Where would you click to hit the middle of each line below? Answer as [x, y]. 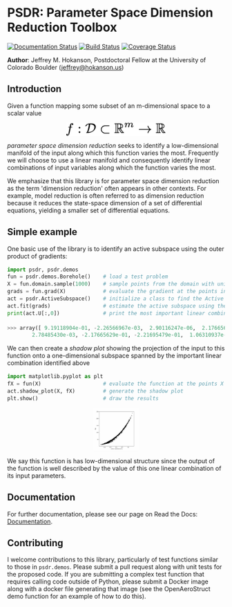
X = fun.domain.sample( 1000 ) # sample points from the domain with [111, 284]
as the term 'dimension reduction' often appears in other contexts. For [107, 188]
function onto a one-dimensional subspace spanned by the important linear [115, 356]
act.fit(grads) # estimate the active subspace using [111, 306]
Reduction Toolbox [62, 27]
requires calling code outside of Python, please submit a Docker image [108, 581]
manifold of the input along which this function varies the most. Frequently [113, 153]
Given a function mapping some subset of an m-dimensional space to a [109, 106]
